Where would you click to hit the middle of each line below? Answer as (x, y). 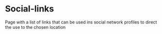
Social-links (30, 9)
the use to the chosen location (35, 27)
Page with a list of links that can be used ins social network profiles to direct (81, 22)
